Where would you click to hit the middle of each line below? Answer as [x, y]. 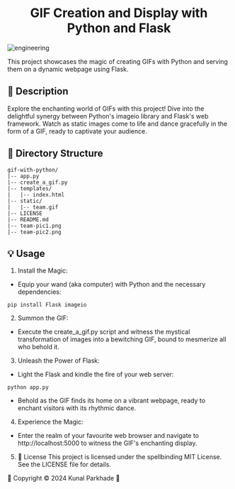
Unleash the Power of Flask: [59, 361]
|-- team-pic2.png [34, 232]
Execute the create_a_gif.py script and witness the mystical [104, 332]
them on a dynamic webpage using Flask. [68, 69]
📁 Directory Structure [56, 154]
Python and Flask [119, 28]
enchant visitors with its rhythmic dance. [77, 408]
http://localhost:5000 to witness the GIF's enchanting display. [107, 443]
